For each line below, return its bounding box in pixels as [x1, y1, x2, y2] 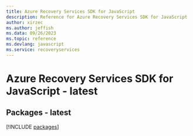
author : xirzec [6, 19, 43, 25]
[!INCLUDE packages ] [6, 123, 59, 130]
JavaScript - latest [6, 84, 98, 97]
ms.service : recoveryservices [6, 47, 80, 53]
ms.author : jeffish [6, 25, 54, 31]
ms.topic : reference [6, 36, 57, 42]
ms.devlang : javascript [6, 42, 65, 47]
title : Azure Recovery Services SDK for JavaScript [6, 8, 135, 15]
